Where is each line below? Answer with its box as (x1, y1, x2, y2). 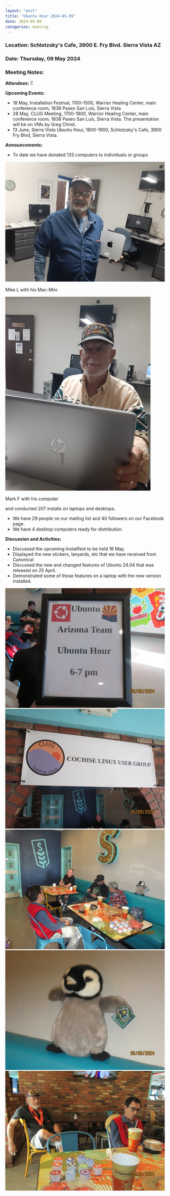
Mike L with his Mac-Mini (5, 287, 58, 293)
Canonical (12, 556, 34, 563)
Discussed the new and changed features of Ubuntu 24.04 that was (12, 562, 154, 568)
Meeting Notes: (5, 69, 45, 76)
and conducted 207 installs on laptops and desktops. (5, 506, 116, 512)
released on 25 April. (12, 568, 57, 574)
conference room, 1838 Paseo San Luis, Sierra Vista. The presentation (12, 116, 159, 122)
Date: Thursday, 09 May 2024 (5, 55, 81, 62)
